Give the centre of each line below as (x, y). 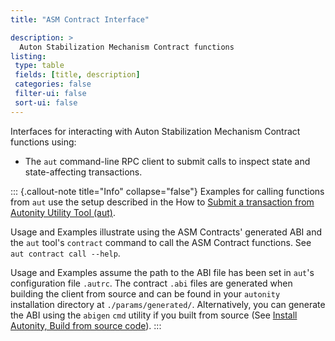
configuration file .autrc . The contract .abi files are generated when (151, 283)
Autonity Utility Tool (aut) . (63, 212)
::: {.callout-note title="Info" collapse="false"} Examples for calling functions (167, 191)
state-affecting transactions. (83, 172)
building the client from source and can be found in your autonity (145, 293)
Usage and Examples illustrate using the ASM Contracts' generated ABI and (166, 232)
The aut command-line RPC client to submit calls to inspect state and (167, 161)
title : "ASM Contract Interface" (80, 19)
